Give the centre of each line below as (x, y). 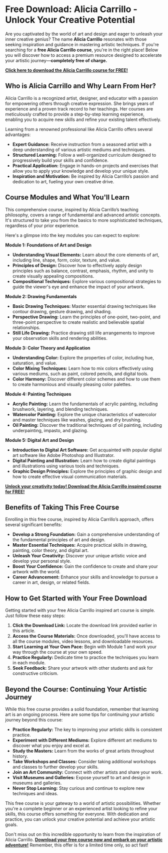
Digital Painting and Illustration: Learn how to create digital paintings (84, 460)
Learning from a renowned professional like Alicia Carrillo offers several (79, 129)
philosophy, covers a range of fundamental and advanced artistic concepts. (83, 215)
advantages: (18, 135)
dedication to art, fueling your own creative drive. (63, 181)
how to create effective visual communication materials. (70, 476)
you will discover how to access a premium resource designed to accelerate (83, 55)
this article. (24, 631)
